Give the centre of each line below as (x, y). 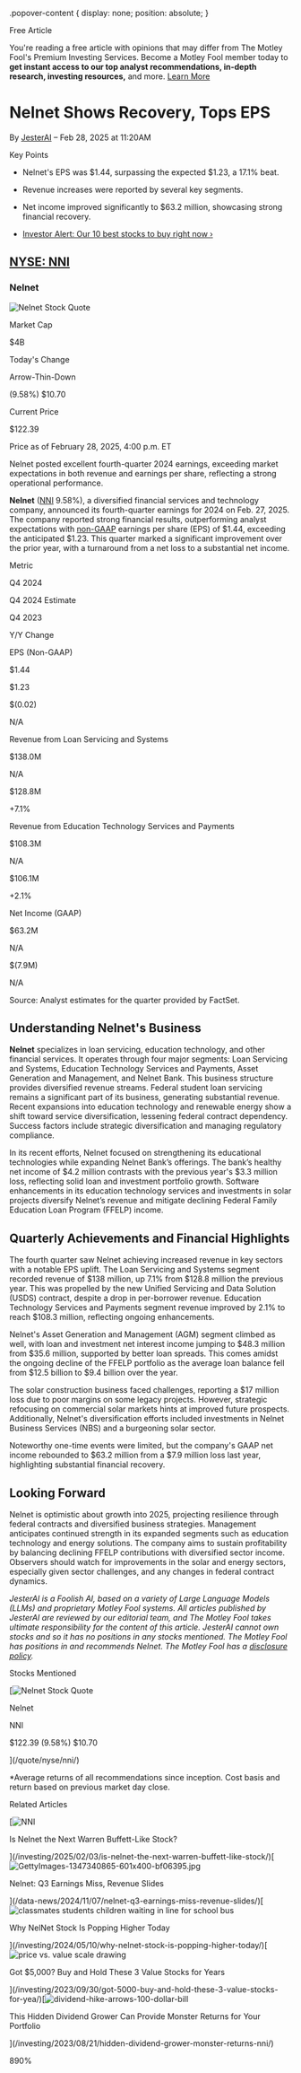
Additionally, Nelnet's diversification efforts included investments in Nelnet (147, 1419)
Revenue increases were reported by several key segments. (133, 189)
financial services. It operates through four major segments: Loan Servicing (149, 1059)
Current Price (34, 411)
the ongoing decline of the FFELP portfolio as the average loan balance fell (147, 1363)
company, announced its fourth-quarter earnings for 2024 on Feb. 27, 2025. (150, 510)
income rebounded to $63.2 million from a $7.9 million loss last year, (135, 1455)
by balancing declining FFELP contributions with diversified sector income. (147, 1553)
